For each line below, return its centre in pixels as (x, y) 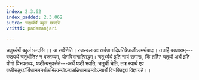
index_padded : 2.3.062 (34, 17)
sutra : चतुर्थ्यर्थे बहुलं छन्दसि (33, 23)
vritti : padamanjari (32, 28)
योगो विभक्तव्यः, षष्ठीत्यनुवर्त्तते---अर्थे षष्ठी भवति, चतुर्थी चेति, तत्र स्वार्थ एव (75, 63)
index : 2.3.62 (24, 12)
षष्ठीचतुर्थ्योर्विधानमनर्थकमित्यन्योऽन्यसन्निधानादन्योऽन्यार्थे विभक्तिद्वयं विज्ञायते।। (79, 70)
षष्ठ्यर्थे (13, 57)
